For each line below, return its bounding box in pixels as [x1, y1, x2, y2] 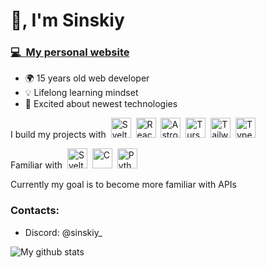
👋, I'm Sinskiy [10, 9, 125, 32]
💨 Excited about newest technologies [24, 98, 178, 110]
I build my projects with [10, 129, 107, 141]
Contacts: [10, 204, 60, 218]
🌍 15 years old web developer [24, 72, 150, 84]
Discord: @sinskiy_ [24, 226, 103, 238]
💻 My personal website [10, 45, 130, 59]
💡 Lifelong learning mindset [24, 87, 139, 99]
